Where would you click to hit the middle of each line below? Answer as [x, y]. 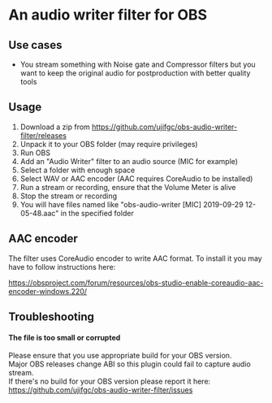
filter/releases [43, 135]
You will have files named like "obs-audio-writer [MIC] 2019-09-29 [132, 204]
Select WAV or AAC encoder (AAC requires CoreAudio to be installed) [136, 178]
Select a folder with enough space [78, 170]
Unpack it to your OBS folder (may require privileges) [109, 144]
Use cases [35, 45]
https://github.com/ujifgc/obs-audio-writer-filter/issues [101, 390]
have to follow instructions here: [62, 266]
